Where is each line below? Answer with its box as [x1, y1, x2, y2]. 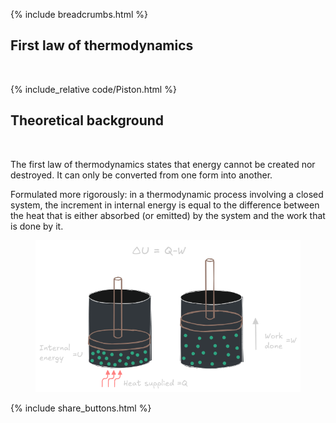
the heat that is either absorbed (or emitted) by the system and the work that [10, 209, 326, 221]
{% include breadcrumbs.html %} [10, 9, 148, 20]
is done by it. [10, 220, 64, 232]
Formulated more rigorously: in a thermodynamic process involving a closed [10, 188, 324, 200]
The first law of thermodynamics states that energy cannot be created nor [10, 158, 316, 170]
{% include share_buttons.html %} [10, 402, 152, 414]
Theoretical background [10, 112, 165, 129]
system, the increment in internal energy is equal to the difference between [10, 199, 320, 211]
